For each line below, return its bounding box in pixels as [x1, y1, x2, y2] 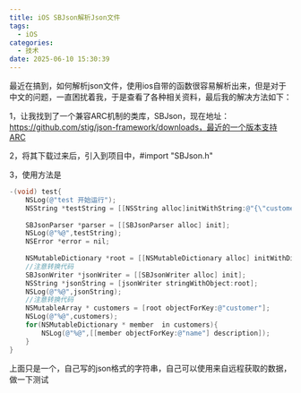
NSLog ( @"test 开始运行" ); [25, 195, 116, 204]
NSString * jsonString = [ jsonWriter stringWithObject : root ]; [25, 278, 258, 287]
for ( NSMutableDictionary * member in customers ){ [25, 320, 219, 329]
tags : [9, 21, 30, 30]
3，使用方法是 [9, 169, 62, 180]
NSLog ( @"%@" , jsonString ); [25, 287, 123, 296]
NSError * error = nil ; [25, 237, 110, 246]
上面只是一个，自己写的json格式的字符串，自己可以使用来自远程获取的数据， [9, 363, 292, 373]
